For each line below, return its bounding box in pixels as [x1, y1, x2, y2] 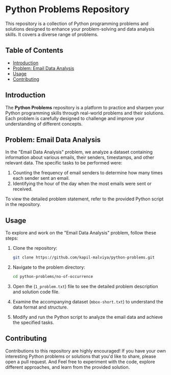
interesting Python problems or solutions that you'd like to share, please [5, 353, 157, 359]
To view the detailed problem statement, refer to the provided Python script [5, 196, 164, 202]
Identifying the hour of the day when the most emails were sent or [12, 180, 152, 187]
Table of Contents [5, 46, 64, 55]
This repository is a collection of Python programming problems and [5, 20, 149, 27]
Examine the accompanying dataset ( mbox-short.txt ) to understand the [12, 298, 163, 304]
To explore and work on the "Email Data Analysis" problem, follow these [5, 230, 157, 236]
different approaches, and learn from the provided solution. [5, 364, 130, 370]
